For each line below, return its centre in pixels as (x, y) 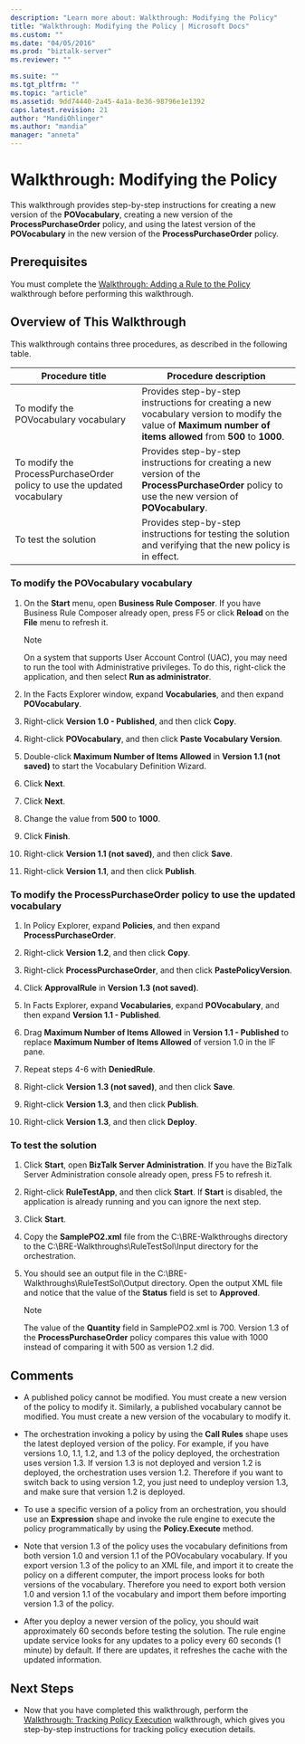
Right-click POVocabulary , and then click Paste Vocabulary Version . (153, 739)
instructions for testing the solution (216, 533)
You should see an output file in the (90, 1273)
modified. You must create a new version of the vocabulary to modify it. (157, 1416)
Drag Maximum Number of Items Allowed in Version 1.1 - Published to (156, 1033)
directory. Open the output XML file (217, 1283)
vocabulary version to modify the (212, 414)
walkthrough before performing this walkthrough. (102, 293)
